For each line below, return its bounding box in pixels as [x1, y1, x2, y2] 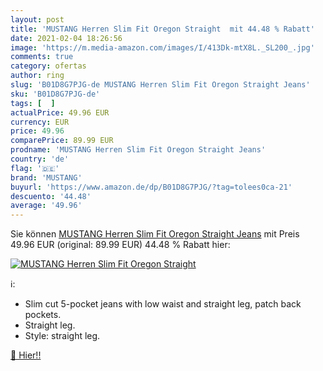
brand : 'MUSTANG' [10, 172, 83, 183]
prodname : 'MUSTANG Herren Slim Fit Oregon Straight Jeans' [10, 145, 267, 155]
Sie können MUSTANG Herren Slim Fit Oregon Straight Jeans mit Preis [10, 228, 300, 240]
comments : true [10, 52, 74, 62]
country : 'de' [10, 154, 70, 164]
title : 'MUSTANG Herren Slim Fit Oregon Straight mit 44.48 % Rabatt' [10, 24, 315, 34]
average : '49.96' [10, 201, 83, 211]
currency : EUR [10, 117, 70, 127]
